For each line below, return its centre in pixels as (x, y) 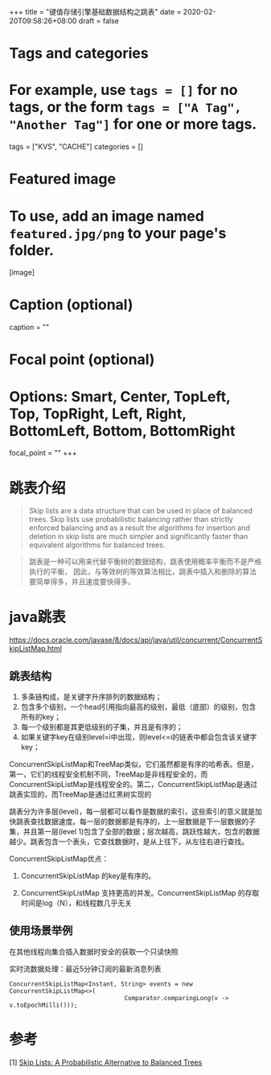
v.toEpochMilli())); (44, 1005)
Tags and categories (79, 54)
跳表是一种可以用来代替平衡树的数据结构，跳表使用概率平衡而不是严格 (145, 562)
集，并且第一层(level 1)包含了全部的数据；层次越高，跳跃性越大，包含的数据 (135, 832)
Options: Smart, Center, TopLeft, (120, 396)
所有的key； (41, 717)
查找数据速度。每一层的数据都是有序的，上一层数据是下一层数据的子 (143, 822)
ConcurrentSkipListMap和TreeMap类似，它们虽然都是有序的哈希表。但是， (133, 764)
